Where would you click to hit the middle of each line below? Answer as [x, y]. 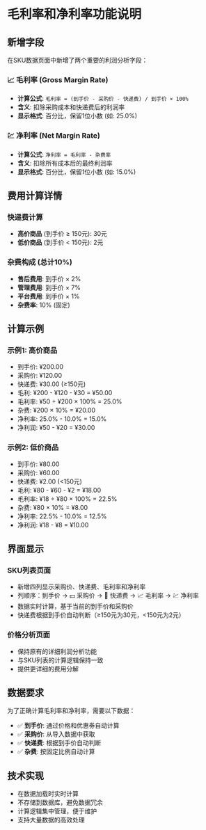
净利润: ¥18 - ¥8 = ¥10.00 [53, 525]
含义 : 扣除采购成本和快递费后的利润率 [71, 107]
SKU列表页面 [29, 570]
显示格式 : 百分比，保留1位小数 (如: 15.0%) [77, 172]
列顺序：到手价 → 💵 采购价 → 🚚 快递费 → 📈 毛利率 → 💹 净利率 [108, 596]
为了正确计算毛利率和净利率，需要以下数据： [71, 711]
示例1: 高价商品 [32, 350]
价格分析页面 [29, 635]
